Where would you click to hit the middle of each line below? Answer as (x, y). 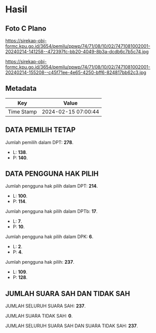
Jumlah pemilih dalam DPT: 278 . (39, 142)
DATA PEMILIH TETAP (40, 130)
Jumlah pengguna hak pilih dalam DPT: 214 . (52, 186)
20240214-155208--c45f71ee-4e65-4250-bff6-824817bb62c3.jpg (76, 72)
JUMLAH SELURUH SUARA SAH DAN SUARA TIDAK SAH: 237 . (72, 326)
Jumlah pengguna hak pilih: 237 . (40, 262)
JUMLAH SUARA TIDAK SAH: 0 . (39, 316)
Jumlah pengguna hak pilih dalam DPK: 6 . (49, 237)
